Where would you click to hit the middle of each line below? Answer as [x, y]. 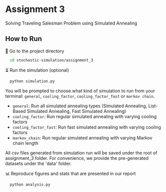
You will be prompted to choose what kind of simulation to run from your [80, 91]
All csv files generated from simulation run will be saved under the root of [81, 153]
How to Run [24, 39]
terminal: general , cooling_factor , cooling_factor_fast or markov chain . [80, 96]
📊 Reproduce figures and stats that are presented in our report [70, 173]
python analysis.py [30, 184]
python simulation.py [32, 81]
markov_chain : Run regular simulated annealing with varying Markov [82, 138]
